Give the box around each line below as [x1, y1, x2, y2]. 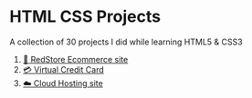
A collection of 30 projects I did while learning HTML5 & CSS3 [9, 36, 244, 47]
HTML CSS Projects [9, 6, 162, 27]
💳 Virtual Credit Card [22, 64, 105, 74]
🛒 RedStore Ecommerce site [22, 54, 129, 64]
